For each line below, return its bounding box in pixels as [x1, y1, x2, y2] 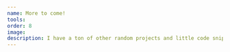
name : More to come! [7, 9, 66, 17]
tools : [7, 16, 26, 23]
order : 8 [7, 22, 32, 29]
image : [7, 28, 26, 36]
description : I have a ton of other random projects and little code [7, 35, 210, 42]
